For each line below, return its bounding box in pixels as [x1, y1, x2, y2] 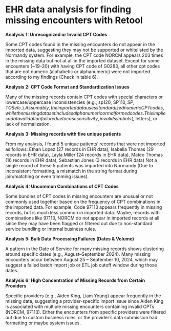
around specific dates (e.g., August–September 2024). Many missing [5, 251, 151, 257]
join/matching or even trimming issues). [5, 173, 89, 180]
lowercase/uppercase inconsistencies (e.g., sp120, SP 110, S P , [5, 99, 135, 105]
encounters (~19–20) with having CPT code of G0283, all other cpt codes [5, 63, 160, 69]
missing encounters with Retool [5, 14, 143, 26]
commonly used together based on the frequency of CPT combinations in [5, 198, 161, 205]
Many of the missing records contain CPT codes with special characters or [5, 94, 163, 100]
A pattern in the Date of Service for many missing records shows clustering [5, 246, 164, 252]
